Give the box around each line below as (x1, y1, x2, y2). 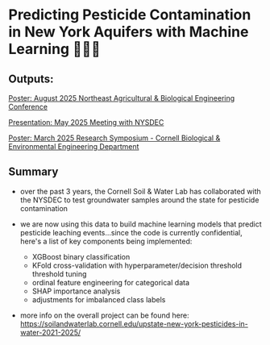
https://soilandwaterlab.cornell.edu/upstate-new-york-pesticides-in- (19, 318, 248, 328)
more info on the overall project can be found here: (19, 310, 189, 320)
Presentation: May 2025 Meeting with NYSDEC (8, 118, 164, 127)
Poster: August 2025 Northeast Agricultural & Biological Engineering (8, 94, 235, 102)
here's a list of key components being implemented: (19, 236, 193, 246)
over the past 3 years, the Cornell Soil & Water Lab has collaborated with (19, 186, 262, 196)
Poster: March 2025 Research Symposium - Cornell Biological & (8, 133, 221, 143)
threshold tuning (31, 268, 87, 279)
